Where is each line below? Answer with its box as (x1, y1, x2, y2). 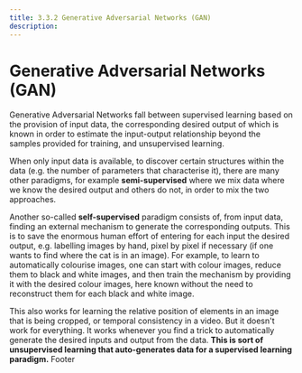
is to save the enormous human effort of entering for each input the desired (9, 231, 290, 242)
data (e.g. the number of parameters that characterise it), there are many (9, 165, 279, 176)
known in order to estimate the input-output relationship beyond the (9, 128, 261, 140)
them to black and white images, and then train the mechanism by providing (9, 269, 291, 280)
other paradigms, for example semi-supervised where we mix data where (9, 175, 286, 186)
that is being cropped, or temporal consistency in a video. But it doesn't (9, 315, 275, 326)
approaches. (9, 194, 57, 205)
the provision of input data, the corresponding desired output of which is (9, 119, 279, 130)
